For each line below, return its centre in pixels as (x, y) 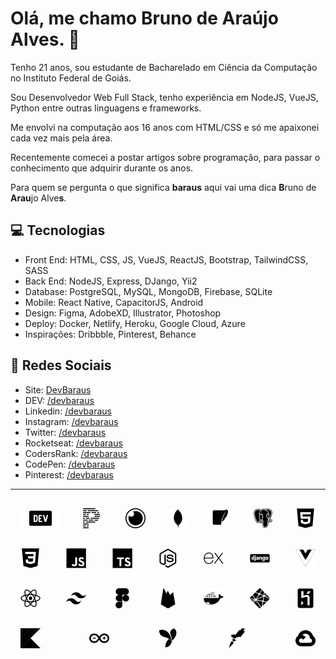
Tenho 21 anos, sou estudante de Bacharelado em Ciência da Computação (164, 67)
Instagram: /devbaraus (71, 421)
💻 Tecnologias (58, 230)
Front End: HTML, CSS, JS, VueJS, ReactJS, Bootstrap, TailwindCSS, (166, 259)
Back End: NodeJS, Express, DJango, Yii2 (111, 281)
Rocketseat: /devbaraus (73, 443)
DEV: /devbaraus (59, 400)
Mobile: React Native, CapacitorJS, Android (114, 302)
